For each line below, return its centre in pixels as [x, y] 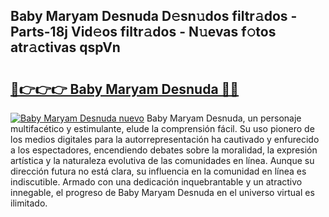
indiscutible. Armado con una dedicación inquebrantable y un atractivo [156, 182]
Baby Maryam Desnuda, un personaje [224, 118]
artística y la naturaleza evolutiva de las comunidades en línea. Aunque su [162, 160]
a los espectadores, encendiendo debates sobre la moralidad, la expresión [164, 150]
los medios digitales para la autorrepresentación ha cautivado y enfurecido [165, 139]
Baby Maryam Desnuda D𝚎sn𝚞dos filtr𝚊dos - [154, 16]
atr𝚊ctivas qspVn [65, 47]
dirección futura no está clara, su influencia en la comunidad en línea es [158, 171]
